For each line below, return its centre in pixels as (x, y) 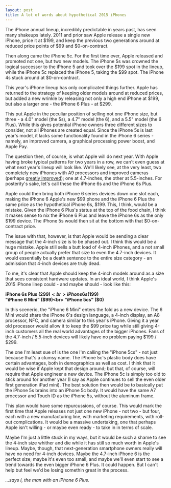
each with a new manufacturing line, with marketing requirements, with (80, 416)
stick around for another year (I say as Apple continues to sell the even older (86, 379)
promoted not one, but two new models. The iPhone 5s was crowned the (82, 61)
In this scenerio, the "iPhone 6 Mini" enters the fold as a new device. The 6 (84, 309)
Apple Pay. (17, 146)
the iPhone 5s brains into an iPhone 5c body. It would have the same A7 (81, 390)
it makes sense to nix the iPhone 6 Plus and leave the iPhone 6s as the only (84, 215)
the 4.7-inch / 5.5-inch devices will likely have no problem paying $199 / (81, 337)
